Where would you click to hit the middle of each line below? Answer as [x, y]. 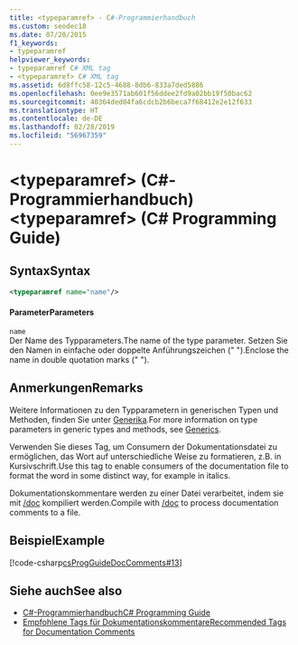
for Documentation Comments [79, 632]
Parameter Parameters [52, 312]
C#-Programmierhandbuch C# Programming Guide [116, 612]
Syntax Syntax [50, 271]
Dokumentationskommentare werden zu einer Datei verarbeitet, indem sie [147, 493]
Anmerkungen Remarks [76, 389]
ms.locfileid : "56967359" [58, 136]
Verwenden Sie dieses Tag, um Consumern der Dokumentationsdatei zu [144, 446]
